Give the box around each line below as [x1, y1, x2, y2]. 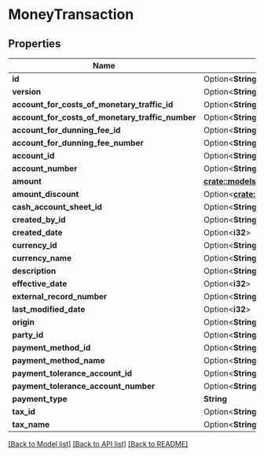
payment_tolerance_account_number [12, 380, 156, 391]
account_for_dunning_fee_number [12, 138, 144, 148]
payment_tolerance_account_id [12, 368, 132, 379]
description [12, 265, 57, 276]
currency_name [12, 253, 72, 263]
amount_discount [12, 189, 79, 199]
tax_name [12, 419, 50, 430]
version [12, 87, 42, 97]
